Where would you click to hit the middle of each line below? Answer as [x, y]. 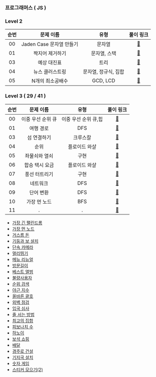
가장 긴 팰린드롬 [27, 223]
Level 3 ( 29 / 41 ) [26, 96]
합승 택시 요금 [39, 165]
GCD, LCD [104, 81]
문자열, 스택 [104, 53]
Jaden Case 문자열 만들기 [50, 44]
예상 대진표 [50, 63]
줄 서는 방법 [23, 314]
